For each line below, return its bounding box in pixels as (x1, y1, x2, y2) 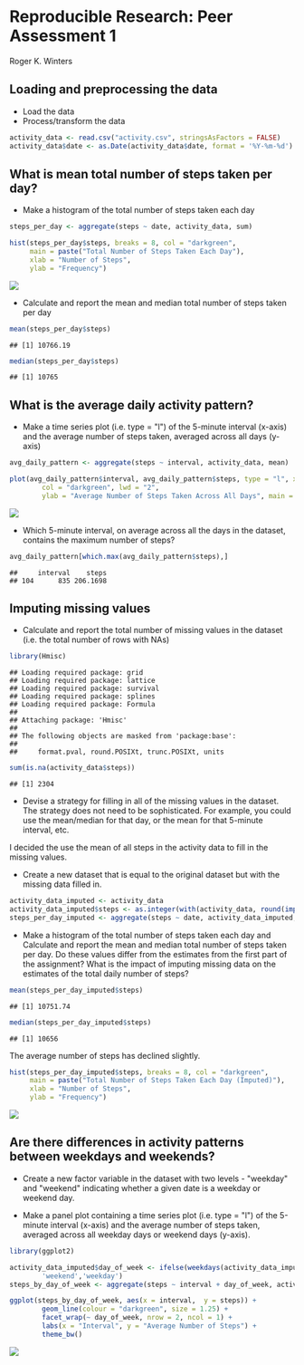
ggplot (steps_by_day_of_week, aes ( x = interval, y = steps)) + (9, 1296, 257, 1305)
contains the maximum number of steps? (22, 534, 176, 545)
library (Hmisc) (9, 652, 67, 661)
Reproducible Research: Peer (9, 6, 233, 27)
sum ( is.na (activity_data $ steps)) (9, 764, 136, 773)
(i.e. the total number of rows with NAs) (22, 634, 170, 645)
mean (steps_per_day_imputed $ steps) (9, 985, 144, 995)
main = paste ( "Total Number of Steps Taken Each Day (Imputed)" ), (29, 1076, 285, 1085)
